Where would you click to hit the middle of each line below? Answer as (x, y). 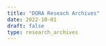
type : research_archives (43, 32)
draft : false (26, 26)
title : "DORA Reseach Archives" (53, 13)
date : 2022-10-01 (32, 20)
